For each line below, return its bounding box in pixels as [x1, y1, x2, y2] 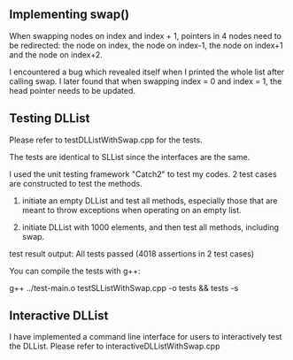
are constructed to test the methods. [9, 178, 143, 188]
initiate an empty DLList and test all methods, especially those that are [21, 195, 278, 206]
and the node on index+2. [9, 49, 104, 60]
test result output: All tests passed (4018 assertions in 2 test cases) [9, 248, 255, 259]
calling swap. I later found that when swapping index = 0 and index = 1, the [9, 75, 282, 87]
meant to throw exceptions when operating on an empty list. [21, 204, 242, 215]
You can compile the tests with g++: [9, 265, 141, 276]
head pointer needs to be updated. [9, 85, 135, 96]
